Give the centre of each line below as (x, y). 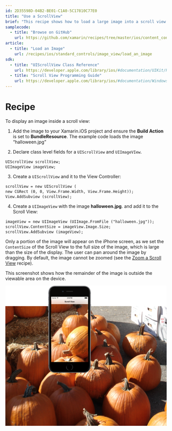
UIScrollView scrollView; (33, 162)
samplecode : (18, 27)
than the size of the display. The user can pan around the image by (76, 252)
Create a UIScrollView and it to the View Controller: (67, 176)
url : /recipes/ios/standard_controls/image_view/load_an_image (83, 54)
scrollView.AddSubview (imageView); (44, 232)
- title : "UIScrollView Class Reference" (55, 65)
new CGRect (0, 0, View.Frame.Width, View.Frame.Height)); (70, 191)
